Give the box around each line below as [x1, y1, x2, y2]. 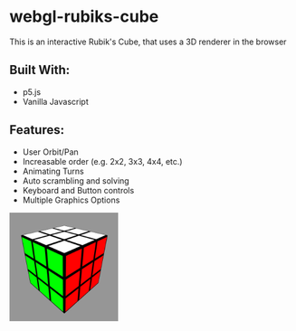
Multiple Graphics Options [22, 194, 120, 205]
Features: [9, 122, 65, 137]
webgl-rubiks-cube [9, 6, 159, 27]
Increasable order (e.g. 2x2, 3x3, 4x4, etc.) [22, 156, 183, 166]
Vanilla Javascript [22, 96, 89, 107]
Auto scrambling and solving [22, 175, 129, 186]
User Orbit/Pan [22, 147, 79, 157]
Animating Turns [22, 165, 84, 176]
